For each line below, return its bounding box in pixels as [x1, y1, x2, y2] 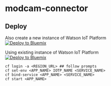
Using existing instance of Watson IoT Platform [5, 49, 99, 55]
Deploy [5, 22, 27, 30]
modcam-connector [5, 3, 89, 14]
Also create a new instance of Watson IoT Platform [5, 35, 107, 41]
